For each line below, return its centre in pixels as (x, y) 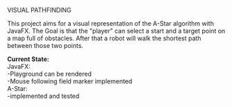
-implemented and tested (43, 96)
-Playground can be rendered (49, 74)
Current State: (28, 59)
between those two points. (45, 46)
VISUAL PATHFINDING (39, 10)
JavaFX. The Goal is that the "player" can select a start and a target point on (116, 31)
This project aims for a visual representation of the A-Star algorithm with (110, 23)
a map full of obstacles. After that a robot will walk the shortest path (104, 38)
